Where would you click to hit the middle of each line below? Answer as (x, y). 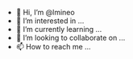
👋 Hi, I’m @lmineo (45, 12)
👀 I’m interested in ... (50, 21)
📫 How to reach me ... (53, 47)
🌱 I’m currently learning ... (59, 29)
